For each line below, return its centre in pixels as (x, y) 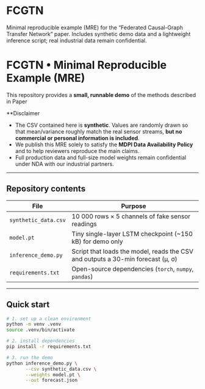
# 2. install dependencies (41, 341)
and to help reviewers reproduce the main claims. (77, 151)
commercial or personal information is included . (77, 138)
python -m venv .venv (34, 324)
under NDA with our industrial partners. (64, 164)
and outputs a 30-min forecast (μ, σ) (125, 259)
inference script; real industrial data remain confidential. (77, 40)
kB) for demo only (97, 241)
